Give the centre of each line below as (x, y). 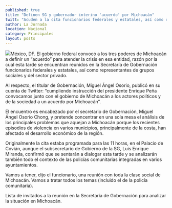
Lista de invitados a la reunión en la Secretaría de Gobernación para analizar (86, 195)
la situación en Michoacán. (34, 201)
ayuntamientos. (21, 165)
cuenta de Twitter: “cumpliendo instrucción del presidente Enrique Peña (81, 90)
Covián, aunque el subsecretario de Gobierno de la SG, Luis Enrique (77, 148)
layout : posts (20, 39)
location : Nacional (26, 29)
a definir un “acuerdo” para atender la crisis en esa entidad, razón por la (81, 59)
